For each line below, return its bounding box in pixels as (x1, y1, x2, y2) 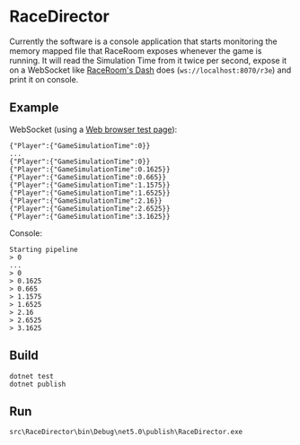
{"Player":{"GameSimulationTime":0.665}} (9, 172, 167, 181)
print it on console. (9, 74, 79, 84)
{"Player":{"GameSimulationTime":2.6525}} (9, 204, 171, 213)
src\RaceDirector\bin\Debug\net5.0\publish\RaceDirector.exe (9, 428, 243, 437)
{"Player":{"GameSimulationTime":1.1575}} (9, 180, 171, 189)
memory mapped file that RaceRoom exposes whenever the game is (9, 45, 262, 56)
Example (9, 100, 59, 116)
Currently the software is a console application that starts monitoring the (9, 36, 278, 47)
